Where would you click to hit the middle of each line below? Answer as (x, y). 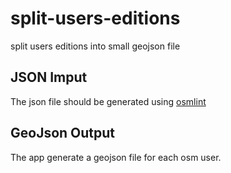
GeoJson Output (63, 133)
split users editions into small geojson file (95, 46)
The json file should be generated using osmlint (108, 101)
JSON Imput (49, 77)
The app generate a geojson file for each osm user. (116, 157)
